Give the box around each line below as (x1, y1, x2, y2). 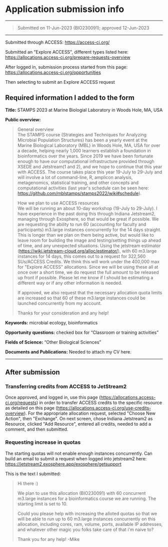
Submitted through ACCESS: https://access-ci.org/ (5, 39, 110, 45)
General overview (17, 126, 54, 132)
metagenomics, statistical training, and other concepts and (17, 179, 139, 186)
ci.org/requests (5, 400, 36, 406)
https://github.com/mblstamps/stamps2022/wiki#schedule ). (17, 190, 141, 196)
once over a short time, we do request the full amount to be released (17, 269, 159, 275)
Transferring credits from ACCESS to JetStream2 (5, 383, 127, 390)
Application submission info (5, 4, 124, 15)
